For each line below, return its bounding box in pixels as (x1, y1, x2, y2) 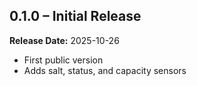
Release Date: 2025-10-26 (9, 34, 120, 46)
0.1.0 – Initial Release (9, 8, 142, 25)
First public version (23, 54, 104, 66)
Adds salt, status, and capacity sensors (23, 64, 187, 76)
